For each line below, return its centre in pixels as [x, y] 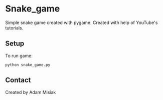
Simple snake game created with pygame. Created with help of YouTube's [81, 22]
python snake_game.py [28, 65]
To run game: [19, 55]
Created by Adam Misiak [31, 92]
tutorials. [14, 27]
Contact [18, 80]
